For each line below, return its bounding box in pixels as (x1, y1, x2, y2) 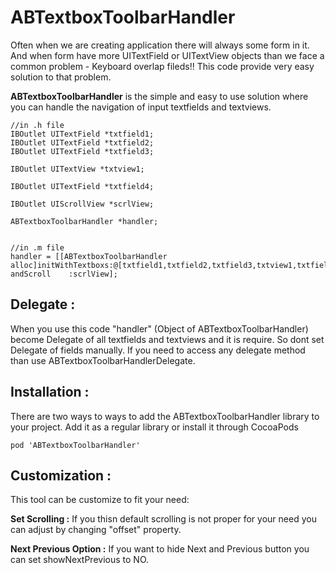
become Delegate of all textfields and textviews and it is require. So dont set (10, 333, 325, 345)
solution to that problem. (10, 71, 112, 83)
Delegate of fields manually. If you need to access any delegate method (10, 344, 306, 356)
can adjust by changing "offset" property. (10, 524, 182, 536)
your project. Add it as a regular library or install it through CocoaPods (10, 421, 299, 433)
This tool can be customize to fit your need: (10, 494, 190, 506)
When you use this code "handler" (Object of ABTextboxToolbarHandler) (10, 322, 309, 335)
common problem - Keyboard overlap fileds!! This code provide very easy (10, 60, 315, 72)
